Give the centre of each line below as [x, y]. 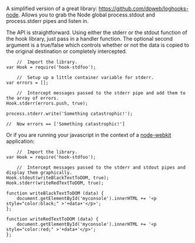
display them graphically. [39, 173]
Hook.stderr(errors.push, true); [47, 103]
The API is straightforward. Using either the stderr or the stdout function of [97, 32]
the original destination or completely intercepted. [67, 51]
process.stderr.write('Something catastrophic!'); [70, 114]
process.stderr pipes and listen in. [47, 21]
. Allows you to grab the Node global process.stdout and [87, 15]
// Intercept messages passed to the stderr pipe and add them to [101, 93]
